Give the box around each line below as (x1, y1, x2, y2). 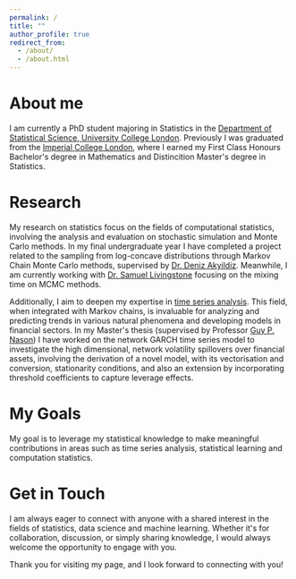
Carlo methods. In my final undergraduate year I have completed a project (9, 241, 282, 251)
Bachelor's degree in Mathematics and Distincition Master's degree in (9, 151, 266, 162)
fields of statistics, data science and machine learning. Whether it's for (9, 523, 270, 533)
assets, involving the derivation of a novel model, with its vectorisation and (9, 353, 284, 363)
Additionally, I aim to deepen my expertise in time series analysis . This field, (9, 296, 288, 307)
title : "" (9, 21, 47, 30)
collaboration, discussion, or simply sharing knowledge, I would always (9, 532, 271, 542)
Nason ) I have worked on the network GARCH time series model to (9, 334, 255, 345)
